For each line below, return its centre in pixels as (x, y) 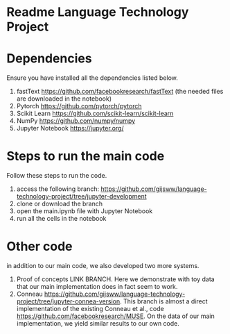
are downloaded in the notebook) (64, 99)
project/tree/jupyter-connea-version (68, 301)
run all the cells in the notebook (61, 219)
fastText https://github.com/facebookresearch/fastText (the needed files (120, 92)
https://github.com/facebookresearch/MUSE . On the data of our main (116, 316)
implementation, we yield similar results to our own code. (98, 323)
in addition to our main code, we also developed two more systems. (103, 266)
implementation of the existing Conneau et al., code (90, 309)
